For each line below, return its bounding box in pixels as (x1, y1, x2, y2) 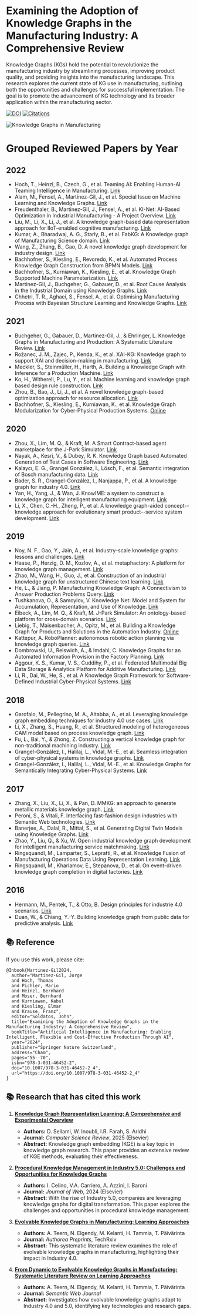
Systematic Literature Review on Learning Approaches (14, 1272, 151, 1279)
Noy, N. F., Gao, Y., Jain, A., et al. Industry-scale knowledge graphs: (14, 547, 179, 554)
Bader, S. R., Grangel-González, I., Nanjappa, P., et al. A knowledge (14, 477, 177, 484)
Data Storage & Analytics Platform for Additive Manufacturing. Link (14, 666, 176, 673)
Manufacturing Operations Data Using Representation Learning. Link (14, 856, 181, 863)
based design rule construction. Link (14, 382, 103, 389)
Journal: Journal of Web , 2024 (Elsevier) (23, 1188, 123, 1195)
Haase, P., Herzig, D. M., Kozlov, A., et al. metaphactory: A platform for (14, 559, 185, 566)
